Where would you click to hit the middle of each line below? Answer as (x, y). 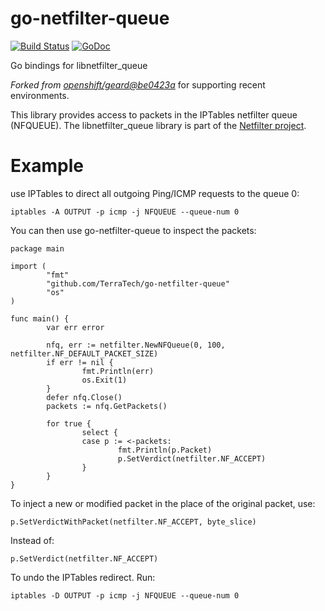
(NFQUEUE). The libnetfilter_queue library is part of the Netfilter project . (158, 125)
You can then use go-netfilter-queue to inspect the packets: (133, 230)
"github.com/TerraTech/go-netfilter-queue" (138, 283)
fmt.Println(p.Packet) (165, 450)
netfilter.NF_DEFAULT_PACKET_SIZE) (84, 353)
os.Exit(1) (104, 380)
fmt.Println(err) (118, 371)
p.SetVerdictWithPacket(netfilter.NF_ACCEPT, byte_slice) (133, 522)
